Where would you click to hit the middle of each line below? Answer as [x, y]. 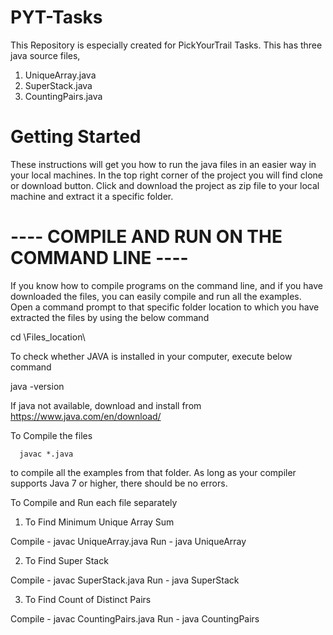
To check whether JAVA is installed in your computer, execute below [151, 356]
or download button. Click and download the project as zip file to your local [165, 185]
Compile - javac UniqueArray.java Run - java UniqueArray [128, 541]
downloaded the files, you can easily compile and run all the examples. [156, 296]
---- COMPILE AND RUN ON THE [146, 237]
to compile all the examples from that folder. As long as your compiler [153, 472]
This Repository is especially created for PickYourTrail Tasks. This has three [166, 45]
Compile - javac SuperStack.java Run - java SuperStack [125, 580]
